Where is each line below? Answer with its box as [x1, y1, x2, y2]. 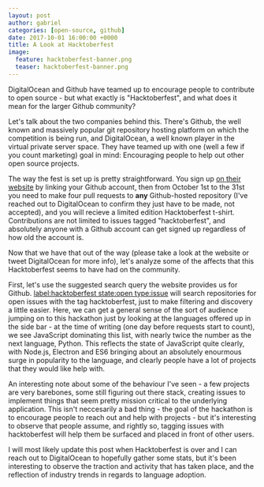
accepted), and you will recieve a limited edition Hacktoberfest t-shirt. [8, 207, 235, 217]
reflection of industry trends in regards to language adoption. [8, 470, 206, 479]
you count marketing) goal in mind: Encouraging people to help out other [8, 150, 244, 159]
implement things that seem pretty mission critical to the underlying [8, 395, 228, 405]
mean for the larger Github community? [8, 101, 136, 111]
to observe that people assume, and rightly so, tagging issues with [8, 421, 225, 430]
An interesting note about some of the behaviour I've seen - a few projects [8, 379, 250, 388]
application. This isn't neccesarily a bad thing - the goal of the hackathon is [8, 404, 254, 414]
